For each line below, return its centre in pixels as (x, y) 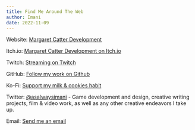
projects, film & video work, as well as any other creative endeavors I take (96, 103)
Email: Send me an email (36, 121)
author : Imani (24, 17)
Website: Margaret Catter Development (54, 40)
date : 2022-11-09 (28, 23)
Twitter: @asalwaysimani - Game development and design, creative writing (98, 97)
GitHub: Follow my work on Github (48, 74)
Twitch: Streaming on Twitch (41, 62)
